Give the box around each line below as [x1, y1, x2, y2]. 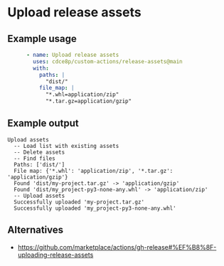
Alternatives [7, 224, 64, 236]
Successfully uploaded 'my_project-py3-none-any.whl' [14, 204, 176, 212]
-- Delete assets [14, 149, 65, 156]
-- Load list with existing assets [14, 142, 119, 149]
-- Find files [14, 154, 55, 162]
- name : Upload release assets [26, 51, 119, 58]
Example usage [7, 33, 77, 45]
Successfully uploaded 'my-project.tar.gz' [14, 198, 144, 206]
